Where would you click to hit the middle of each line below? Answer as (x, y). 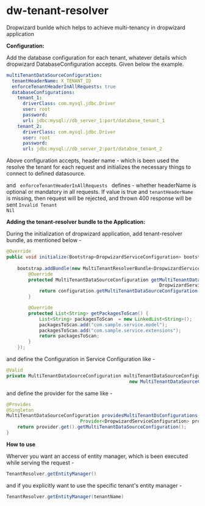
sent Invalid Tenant (32, 205)
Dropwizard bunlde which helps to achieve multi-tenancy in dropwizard (96, 27)
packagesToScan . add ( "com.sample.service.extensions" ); (110, 330)
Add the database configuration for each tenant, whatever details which (97, 57)
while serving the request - (40, 462)
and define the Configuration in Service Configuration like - (81, 359)
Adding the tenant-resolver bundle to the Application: (76, 222)
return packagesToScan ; (69, 336)
